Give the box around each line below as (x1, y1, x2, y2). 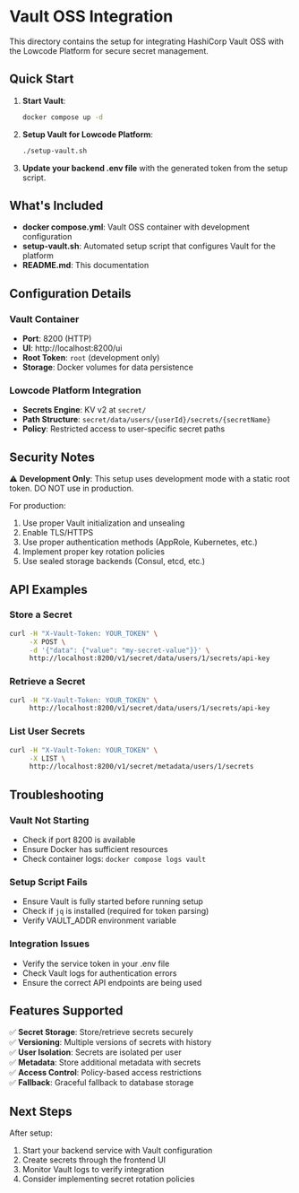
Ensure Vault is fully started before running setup (21, 896, 204, 907)
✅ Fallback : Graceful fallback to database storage (9, 1077, 194, 1088)
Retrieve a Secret (9, 675, 86, 688)
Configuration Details (9, 285, 132, 301)
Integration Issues (9, 937, 90, 950)
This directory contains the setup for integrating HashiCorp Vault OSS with (9, 36, 284, 47)
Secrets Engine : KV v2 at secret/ (21, 405, 147, 415)
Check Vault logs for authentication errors (21, 967, 177, 979)
